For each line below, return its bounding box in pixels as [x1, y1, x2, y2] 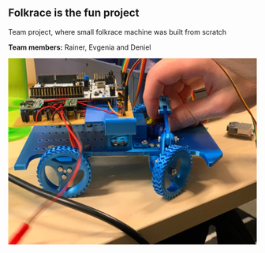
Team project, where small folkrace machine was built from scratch [8, 27, 227, 36]
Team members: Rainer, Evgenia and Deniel [8, 43, 151, 52]
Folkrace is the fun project [8, 6, 140, 20]
